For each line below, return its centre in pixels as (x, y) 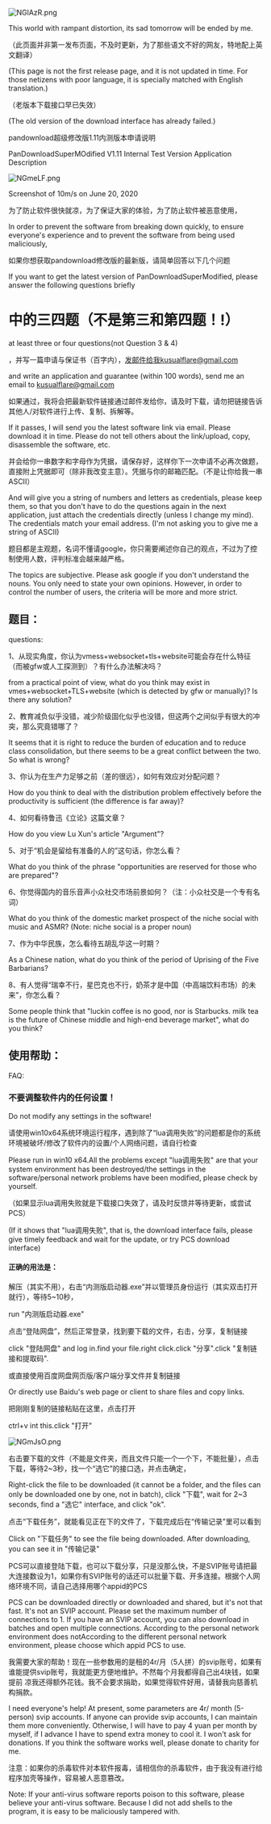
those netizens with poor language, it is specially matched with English (126, 80)
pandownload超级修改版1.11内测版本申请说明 (82, 138)
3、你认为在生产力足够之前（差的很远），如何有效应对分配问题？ (115, 776)
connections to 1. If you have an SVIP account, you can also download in (129, 1620)
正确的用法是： (33, 1267)
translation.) (28, 88)
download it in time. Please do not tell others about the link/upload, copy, (129, 435)
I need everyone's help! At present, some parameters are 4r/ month (120, 1708)
